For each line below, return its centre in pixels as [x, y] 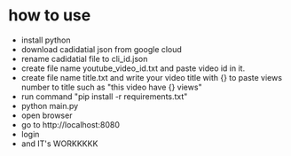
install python [46, 40]
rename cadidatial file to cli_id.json [84, 58]
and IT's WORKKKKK [59, 144]
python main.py [50, 105]
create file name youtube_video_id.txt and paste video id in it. [133, 68]
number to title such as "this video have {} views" [111, 87]
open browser [47, 115]
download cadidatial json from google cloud [102, 49]
